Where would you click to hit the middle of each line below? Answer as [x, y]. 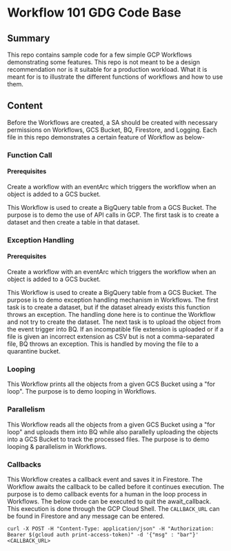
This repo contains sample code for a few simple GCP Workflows [100, 55]
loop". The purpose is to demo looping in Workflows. [82, 391]
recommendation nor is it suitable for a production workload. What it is [107, 69]
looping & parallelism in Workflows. [57, 446]
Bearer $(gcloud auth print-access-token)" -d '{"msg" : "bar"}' [103, 534]
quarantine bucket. [34, 351]
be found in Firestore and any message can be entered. [86, 516]
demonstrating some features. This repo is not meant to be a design [103, 62]
